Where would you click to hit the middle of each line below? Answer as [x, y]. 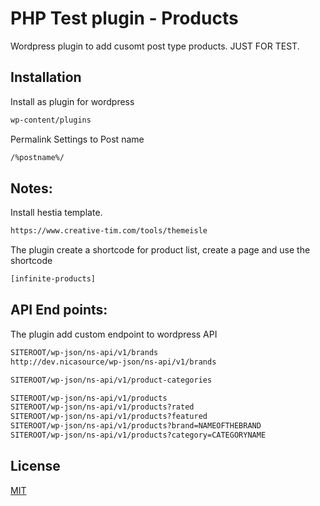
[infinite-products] [53, 279]
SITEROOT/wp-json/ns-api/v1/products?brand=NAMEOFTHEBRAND [136, 426]
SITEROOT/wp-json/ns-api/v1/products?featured [109, 417]
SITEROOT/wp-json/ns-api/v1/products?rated [102, 407]
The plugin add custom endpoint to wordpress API [114, 334]
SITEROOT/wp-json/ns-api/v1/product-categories [111, 380]
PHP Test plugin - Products [124, 18]
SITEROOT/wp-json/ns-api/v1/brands [84, 352]
